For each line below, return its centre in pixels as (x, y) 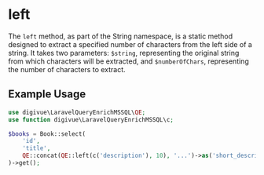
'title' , (37, 148)
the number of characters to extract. (67, 69)
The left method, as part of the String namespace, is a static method (121, 36)
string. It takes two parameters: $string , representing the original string (124, 53)
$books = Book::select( (47, 134)
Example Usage (47, 95)
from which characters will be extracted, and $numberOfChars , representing (128, 61)
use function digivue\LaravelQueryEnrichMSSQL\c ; (91, 119)
